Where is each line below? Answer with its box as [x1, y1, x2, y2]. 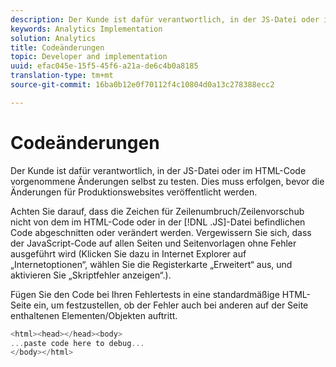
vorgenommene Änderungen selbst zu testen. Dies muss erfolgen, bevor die [10, 175, 325, 187]
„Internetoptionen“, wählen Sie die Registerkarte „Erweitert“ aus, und [10, 258, 293, 270]
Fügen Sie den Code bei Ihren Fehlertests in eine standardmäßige [10, 288, 280, 300]
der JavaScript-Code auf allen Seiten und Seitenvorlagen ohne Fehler [10, 237, 297, 249]
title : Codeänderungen [10, 42, 105, 53]
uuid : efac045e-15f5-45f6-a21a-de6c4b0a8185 [10, 61, 199, 71]
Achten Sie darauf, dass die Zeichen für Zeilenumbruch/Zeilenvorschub [10, 205, 305, 217]
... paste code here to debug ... [10, 338, 145, 348]
